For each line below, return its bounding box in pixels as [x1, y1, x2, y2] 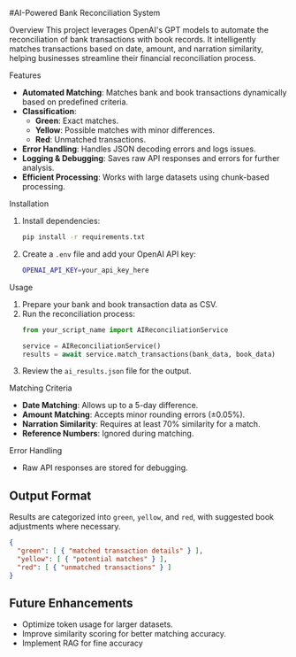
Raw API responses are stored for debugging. [21, 462, 188, 473]
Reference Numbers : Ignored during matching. [21, 429, 194, 439]
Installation [9, 198, 49, 209]
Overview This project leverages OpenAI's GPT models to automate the [9, 25, 269, 35]
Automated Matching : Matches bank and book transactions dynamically [21, 88, 287, 97]
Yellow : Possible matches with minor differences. [34, 125, 216, 135]
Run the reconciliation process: [21, 308, 135, 319]
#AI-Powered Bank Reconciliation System [9, 8, 161, 18]
